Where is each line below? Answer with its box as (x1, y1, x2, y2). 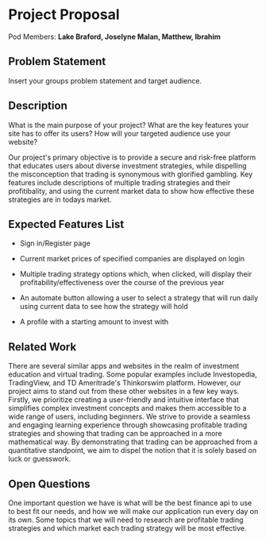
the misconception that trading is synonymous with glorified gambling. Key (8, 169, 253, 179)
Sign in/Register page (19, 238, 91, 248)
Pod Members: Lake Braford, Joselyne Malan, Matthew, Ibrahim (8, 32, 221, 41)
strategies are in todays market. (8, 195, 112, 204)
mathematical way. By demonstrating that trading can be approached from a (8, 437, 258, 446)
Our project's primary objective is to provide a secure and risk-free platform (8, 153, 256, 162)
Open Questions (8, 477, 91, 490)
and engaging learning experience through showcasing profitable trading (8, 420, 248, 430)
